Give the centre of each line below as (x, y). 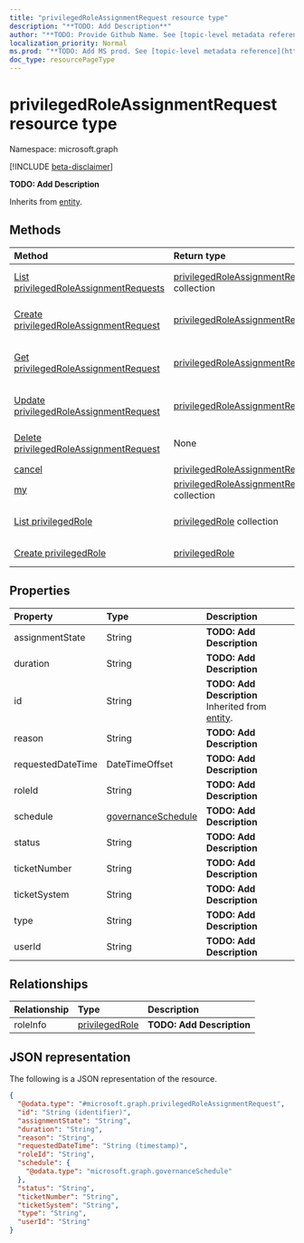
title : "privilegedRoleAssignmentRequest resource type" (119, 18)
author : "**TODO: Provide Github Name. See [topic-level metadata (137, 34)
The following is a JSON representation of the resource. (113, 1079)
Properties (40, 591)
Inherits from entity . (46, 201)
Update (29, 400)
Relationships (49, 984)
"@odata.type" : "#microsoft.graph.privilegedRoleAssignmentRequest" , (151, 1104)
